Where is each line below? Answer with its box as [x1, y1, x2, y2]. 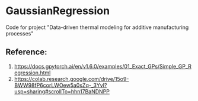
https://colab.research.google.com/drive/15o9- [14, 75, 129, 82]
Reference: [5, 47, 47, 57]
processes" [5, 30, 34, 37]
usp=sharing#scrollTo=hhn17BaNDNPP [14, 87, 110, 95]
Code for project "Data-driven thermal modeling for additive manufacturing [5, 24, 189, 31]
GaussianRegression [5, 4, 110, 18]
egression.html [14, 69, 51, 76]
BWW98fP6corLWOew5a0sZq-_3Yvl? [14, 82, 107, 89]
